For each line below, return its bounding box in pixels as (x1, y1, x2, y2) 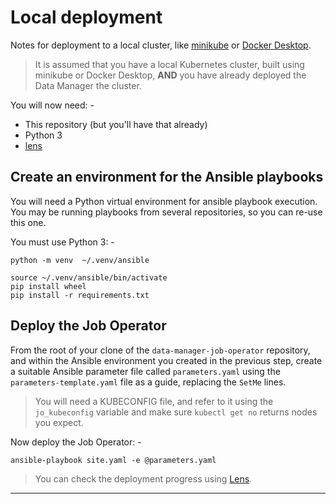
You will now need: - (10, 99, 95, 111)
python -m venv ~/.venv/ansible (10, 255, 150, 265)
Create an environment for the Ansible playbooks (10, 169, 324, 186)
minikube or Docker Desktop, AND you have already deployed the (34, 69, 307, 81)
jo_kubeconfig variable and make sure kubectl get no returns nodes (34, 406, 318, 418)
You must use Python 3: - (10, 236, 115, 248)
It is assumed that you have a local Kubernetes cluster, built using (34, 58, 305, 70)
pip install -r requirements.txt (10, 290, 150, 300)
